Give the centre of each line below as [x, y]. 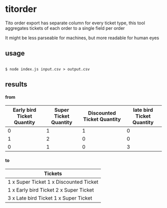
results [16, 85]
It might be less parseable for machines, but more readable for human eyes [82, 38]
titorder [21, 9]
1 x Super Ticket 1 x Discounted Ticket [53, 182]
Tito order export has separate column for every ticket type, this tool [75, 23]
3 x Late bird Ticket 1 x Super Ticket [50, 198]
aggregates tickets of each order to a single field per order [65, 28]
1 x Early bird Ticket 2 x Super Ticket [51, 190]
